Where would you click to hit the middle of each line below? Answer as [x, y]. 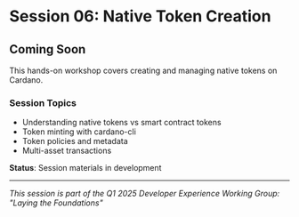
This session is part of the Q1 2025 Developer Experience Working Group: [145, 194]
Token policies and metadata [75, 141]
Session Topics [43, 102]
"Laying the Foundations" [57, 203]
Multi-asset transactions [67, 151]
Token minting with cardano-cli [79, 132]
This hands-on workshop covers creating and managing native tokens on [143, 70]
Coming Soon [48, 49]
